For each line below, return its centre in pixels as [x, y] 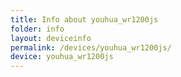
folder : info [37, 29]
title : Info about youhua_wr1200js [84, 19]
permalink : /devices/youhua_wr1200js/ [91, 47]
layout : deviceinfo [51, 38]
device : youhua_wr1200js [62, 57]
